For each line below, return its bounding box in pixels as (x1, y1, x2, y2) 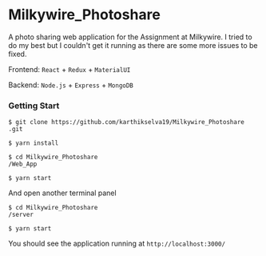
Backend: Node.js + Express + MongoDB (8, 80, 134, 90)
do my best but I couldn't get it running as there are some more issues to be (8, 40, 258, 50)
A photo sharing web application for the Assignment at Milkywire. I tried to (8, 32, 253, 42)
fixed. (8, 49, 27, 58)
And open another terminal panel (8, 188, 117, 198)
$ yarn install (8, 139, 59, 147)
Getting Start (8, 100, 60, 111)
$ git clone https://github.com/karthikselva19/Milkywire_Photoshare (8, 118, 245, 126)
